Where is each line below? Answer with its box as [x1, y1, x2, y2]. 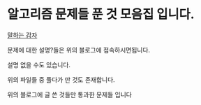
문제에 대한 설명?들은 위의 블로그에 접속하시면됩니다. [7, 45, 151, 54]
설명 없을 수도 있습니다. [7, 60, 71, 69]
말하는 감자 [7, 31, 38, 39]
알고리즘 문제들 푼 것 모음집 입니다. [7, 6, 195, 22]
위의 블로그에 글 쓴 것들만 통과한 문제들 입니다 [7, 90, 133, 99]
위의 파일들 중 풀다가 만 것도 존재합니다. [7, 75, 115, 84]
